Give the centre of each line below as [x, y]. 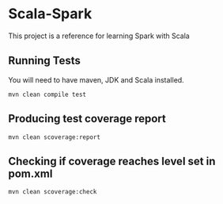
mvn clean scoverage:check [53, 192]
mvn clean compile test [47, 94]
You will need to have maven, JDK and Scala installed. [96, 79]
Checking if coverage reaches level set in [112, 161]
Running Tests [44, 61]
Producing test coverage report [87, 119]
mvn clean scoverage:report [55, 137]
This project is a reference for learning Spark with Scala [99, 36]
